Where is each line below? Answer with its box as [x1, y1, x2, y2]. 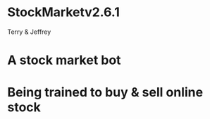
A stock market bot [7, 52, 121, 68]
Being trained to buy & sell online [7, 84, 203, 101]
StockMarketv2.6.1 [7, 4, 120, 20]
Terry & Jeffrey [7, 27, 51, 36]
